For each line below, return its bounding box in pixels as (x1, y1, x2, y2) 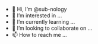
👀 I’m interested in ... (11, 12, 62, 19)
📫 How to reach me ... (11, 32, 67, 38)
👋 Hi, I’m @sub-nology (11, 6, 67, 12)
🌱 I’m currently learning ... (11, 18, 75, 25)
